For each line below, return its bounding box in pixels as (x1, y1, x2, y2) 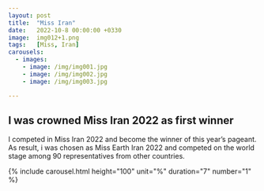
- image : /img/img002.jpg (22, 70, 108, 78)
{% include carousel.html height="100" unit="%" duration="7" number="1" (8, 167, 251, 176)
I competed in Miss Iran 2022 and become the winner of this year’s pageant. (8, 135, 257, 144)
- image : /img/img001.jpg (22, 63, 108, 71)
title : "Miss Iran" (8, 19, 77, 27)
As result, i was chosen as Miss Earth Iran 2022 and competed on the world (8, 143, 255, 152)
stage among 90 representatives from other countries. (8, 152, 186, 161)
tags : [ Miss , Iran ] (8, 41, 80, 49)
